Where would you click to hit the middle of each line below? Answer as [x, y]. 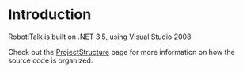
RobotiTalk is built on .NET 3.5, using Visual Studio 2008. [101, 36]
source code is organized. [51, 60]
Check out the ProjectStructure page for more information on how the [121, 52]
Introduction [50, 15]
